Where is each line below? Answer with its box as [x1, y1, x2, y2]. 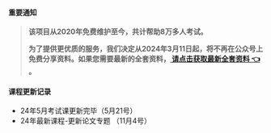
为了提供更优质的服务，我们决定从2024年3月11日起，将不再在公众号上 [28, 44, 264, 54]
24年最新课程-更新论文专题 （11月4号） [19, 116, 151, 126]
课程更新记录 [8, 86, 51, 96]
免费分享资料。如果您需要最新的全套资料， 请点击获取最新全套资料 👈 [28, 54, 260, 64]
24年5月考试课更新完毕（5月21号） [19, 106, 138, 116]
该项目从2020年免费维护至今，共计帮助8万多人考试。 [28, 27, 208, 36]
